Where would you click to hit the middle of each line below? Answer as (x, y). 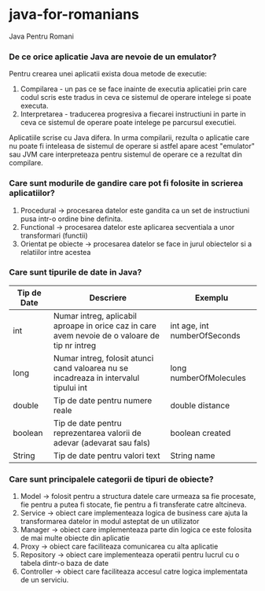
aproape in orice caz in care (105, 326)
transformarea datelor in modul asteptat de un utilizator (110, 522)
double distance (200, 405)
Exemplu (212, 297)
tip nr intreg (75, 345)
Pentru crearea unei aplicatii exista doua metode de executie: (108, 74)
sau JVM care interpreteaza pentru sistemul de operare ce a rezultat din (126, 154)
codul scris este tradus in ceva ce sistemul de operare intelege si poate (136, 98)
